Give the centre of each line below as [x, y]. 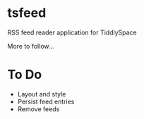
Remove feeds [38, 109]
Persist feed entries [46, 101]
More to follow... [31, 46]
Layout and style [42, 94]
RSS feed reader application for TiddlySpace [72, 32]
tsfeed [27, 13]
